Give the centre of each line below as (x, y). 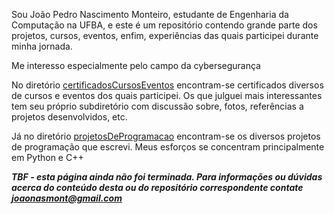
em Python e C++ (47, 157)
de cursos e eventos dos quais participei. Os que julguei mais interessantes (167, 95)
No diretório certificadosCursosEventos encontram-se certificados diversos (167, 85)
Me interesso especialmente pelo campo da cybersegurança (136, 65)
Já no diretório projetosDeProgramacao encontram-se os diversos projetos (166, 136)
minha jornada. (42, 46)
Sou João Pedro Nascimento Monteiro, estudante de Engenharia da (150, 14)
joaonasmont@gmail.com (67, 198)
